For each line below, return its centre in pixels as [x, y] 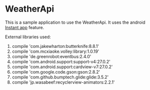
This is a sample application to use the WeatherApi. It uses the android [75, 22]
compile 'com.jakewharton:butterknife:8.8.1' [55, 46]
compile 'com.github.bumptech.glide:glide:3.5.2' [60, 77]
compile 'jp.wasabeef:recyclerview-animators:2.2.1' [63, 82]
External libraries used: [28, 37]
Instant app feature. [25, 27]
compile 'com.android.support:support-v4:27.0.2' [61, 61]
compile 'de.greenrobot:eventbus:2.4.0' [52, 56]
